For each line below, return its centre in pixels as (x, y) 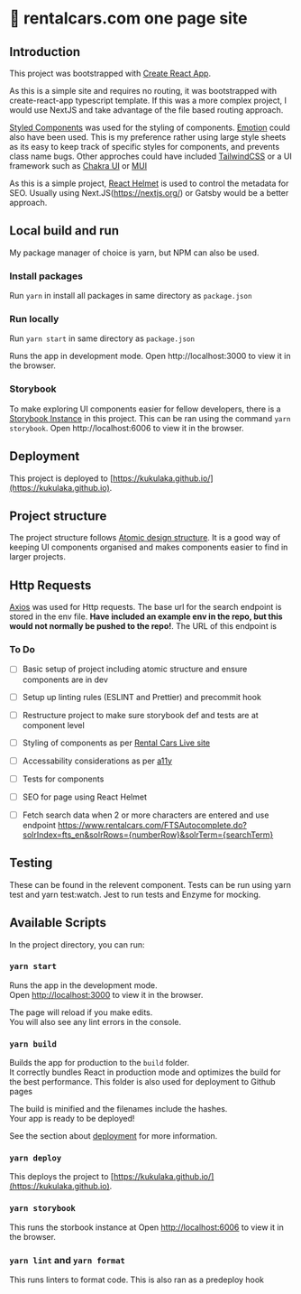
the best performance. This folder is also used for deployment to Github (143, 1082)
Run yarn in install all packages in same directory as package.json (131, 296)
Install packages (46, 276)
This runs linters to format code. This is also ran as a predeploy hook (137, 1280)
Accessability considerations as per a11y (97, 761)
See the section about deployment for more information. (114, 1136)
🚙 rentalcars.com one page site (128, 18)
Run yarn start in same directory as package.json (102, 338)
